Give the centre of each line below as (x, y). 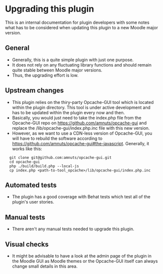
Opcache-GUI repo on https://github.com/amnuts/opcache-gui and (79, 123)
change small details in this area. (45, 266)
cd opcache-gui (25, 162)
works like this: (27, 149)
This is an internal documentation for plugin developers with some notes (77, 22)
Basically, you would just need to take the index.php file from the (77, 118)
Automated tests (31, 185)
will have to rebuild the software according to (57, 138)
